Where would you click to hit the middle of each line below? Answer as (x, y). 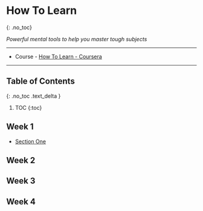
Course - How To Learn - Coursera (59, 56)
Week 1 (20, 127)
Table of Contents (41, 82)
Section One (31, 141)
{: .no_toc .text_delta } (34, 96)
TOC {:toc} (28, 107)
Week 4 (21, 202)
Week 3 (21, 181)
